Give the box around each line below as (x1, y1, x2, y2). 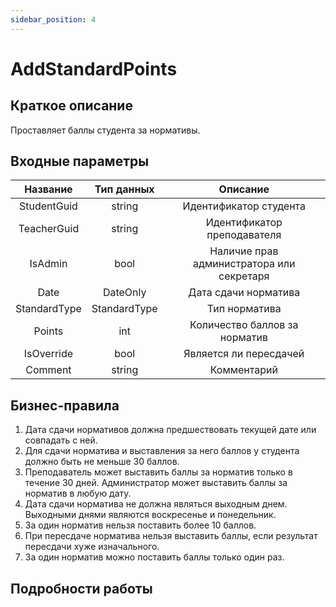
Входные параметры (10, 153, 150, 170)
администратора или (193, 257, 296, 271)
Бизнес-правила (10, 397, 120, 414)
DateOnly (102, 286, 147, 300)
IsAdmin (29, 257, 68, 271)
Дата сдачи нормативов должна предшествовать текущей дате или (24, 424, 317, 436)
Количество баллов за (189, 318, 299, 332)
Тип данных (94, 182, 155, 196)
